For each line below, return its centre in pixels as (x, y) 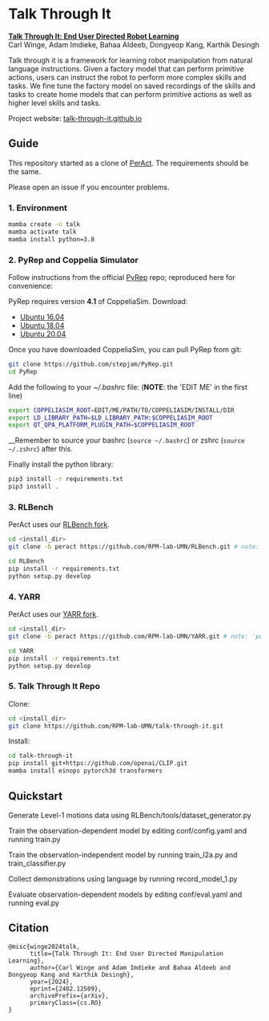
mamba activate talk (43, 232)
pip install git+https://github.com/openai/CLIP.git (98, 764)
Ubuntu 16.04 (42, 317)
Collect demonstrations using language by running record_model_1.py (123, 878)
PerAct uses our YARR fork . (53, 614)
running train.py (34, 839)
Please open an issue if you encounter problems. (89, 187)
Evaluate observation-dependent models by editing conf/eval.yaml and (125, 894)
